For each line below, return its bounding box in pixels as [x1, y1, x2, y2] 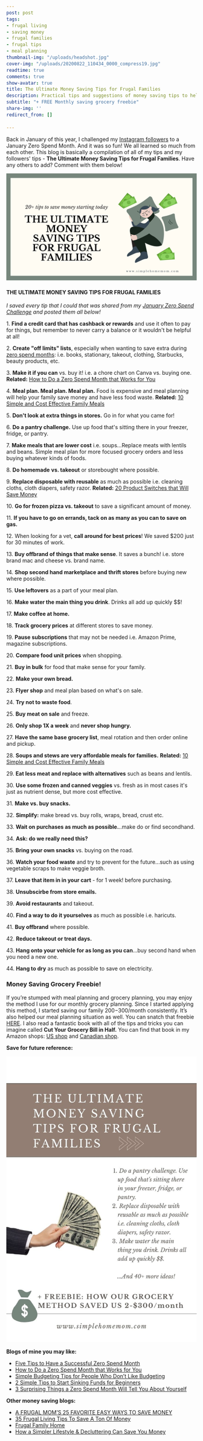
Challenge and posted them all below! [6, 308, 101, 316]
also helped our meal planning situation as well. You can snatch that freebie [6, 1013, 195, 1020]
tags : [6, 16, 20, 22]
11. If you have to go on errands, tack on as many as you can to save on [6, 514, 187, 522]
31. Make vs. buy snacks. [6, 800, 71, 807]
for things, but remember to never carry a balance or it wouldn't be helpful [6, 326, 192, 334]
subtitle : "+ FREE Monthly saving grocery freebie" [6, 99, 139, 105]
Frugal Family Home [14, 1422, 65, 1429]
